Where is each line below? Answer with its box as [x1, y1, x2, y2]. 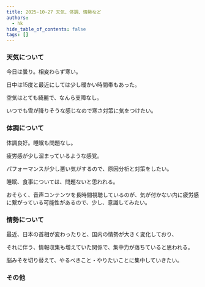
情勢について [6, 215, 44, 224]
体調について [6, 124, 44, 132]
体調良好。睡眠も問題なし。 [6, 139, 76, 146]
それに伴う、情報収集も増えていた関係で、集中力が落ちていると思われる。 [6, 244, 194, 251]
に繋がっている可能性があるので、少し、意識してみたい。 [6, 198, 151, 206]
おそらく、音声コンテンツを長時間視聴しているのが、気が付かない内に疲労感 [6, 191, 199, 198]
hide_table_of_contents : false [6, 26, 86, 32]
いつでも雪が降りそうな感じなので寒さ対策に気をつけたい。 [6, 107, 157, 114]
